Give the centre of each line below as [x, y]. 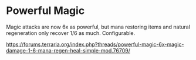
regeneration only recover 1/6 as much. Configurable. [71, 33]
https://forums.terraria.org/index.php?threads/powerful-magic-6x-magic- [95, 44]
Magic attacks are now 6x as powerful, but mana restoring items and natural [98, 27]
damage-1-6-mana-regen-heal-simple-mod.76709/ [68, 50]
